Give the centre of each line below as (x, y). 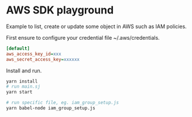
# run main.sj (23, 87)
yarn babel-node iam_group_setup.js (51, 108)
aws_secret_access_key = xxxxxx (43, 59)
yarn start (19, 92)
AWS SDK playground (60, 10)
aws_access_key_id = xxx (34, 54)
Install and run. (24, 70)
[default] (18, 48)
